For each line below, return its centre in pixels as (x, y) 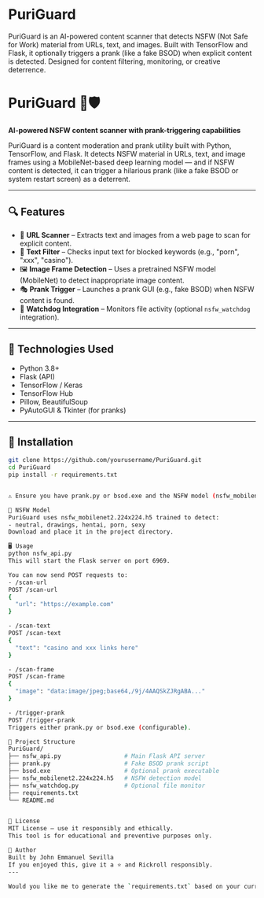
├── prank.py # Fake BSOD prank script (109, 764)
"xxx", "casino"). (46, 260)
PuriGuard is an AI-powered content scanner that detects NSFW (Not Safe (128, 36)
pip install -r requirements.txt (63, 475)
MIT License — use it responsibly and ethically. (91, 829)
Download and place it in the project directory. (91, 532)
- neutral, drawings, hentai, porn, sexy (77, 525)
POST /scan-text (35, 634)
